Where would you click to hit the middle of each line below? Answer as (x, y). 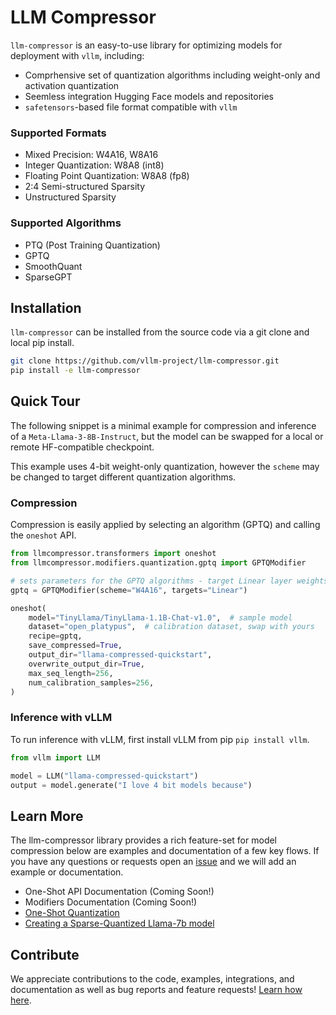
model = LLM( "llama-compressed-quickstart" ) (104, 776)
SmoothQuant (53, 266)
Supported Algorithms (66, 223)
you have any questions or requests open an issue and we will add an (153, 862)
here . (21, 1000)
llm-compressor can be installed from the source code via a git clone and (160, 332)
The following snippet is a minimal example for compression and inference (163, 425)
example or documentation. (67, 872)
